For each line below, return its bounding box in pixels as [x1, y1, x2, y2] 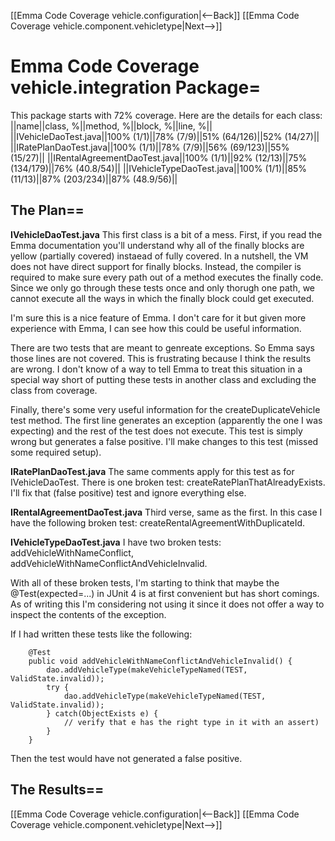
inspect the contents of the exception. [10, 608, 167, 620]
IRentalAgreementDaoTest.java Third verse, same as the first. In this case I [10, 506, 323, 518]
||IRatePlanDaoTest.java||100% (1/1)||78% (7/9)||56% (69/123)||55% [10, 141, 290, 153]
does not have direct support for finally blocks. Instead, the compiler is [10, 260, 302, 272]
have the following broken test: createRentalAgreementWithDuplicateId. [10, 516, 306, 529]
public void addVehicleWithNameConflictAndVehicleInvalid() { [28, 656, 293, 666]
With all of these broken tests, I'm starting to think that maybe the [10, 576, 280, 589]
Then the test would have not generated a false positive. [10, 752, 243, 764]
